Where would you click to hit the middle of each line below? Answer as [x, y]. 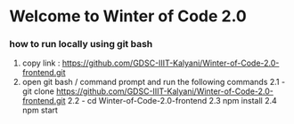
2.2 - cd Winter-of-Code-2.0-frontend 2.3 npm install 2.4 [172, 101]
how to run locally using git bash [81, 44]
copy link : [41, 63]
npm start [40, 110]
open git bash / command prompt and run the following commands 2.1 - [154, 82]
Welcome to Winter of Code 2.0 [128, 16]
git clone [38, 91]
